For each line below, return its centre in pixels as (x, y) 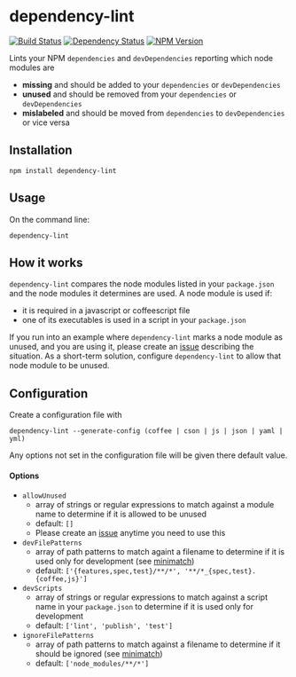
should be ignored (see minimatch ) (99, 654)
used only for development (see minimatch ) (115, 562)
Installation (41, 150)
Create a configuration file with (66, 415)
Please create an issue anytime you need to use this (130, 533)
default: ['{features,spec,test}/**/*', (108, 571)
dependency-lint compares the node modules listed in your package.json (142, 284)
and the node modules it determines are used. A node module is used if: (141, 294)
